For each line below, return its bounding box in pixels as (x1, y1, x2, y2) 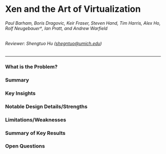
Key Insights (5, 90, 36, 97)
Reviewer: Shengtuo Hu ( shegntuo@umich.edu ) (5, 40, 102, 46)
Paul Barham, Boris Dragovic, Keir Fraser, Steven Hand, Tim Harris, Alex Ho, (5, 20, 161, 26)
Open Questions (5, 143, 45, 150)
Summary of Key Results (5, 129, 66, 136)
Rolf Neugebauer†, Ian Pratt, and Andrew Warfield (5, 25, 108, 31)
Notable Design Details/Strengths (5, 103, 88, 110)
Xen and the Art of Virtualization (5, 3, 141, 15)
